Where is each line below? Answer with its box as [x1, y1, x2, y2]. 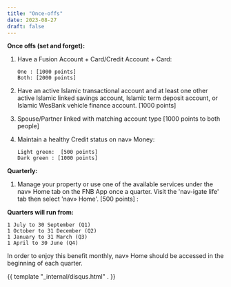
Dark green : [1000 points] [17, 155, 98, 162]
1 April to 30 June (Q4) [7, 239, 79, 247]
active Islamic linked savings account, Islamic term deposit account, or [17, 94, 219, 102]
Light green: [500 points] [17, 149, 98, 156]
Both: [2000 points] [17, 75, 77, 81]
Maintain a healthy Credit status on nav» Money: [17, 135, 155, 143]
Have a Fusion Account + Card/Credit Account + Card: [17, 55, 172, 63]
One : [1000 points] [17, 68, 77, 76]
